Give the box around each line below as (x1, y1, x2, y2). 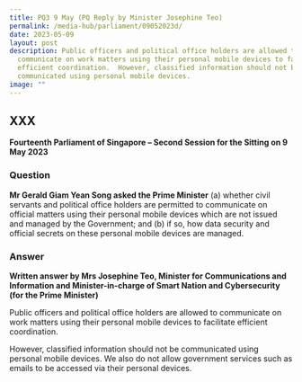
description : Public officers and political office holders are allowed (9, 47, 288, 56)
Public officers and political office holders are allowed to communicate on (9, 307, 282, 318)
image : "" (9, 80, 47, 89)
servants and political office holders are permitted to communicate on (9, 199, 268, 209)
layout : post (9, 38, 58, 48)
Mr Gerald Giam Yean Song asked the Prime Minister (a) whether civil (9, 190, 271, 200)
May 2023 (9, 147, 49, 157)
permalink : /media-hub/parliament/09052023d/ (9, 22, 182, 31)
